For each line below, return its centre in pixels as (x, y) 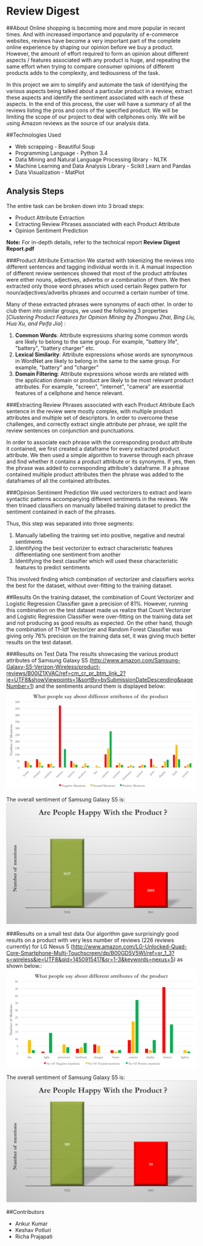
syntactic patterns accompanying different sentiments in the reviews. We (97, 499)
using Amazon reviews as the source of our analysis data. (78, 123)
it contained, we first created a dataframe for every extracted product (93, 448)
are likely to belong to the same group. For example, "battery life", (97, 341)
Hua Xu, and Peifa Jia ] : (36, 323)
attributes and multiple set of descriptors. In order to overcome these (92, 417)
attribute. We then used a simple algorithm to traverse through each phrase (100, 455)
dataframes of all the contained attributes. (59, 481)
